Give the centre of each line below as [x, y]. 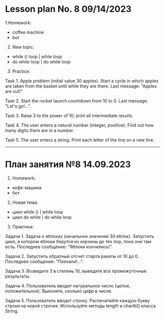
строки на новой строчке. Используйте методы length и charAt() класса [81, 306]
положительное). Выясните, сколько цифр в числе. [59, 291]
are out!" [14, 91]
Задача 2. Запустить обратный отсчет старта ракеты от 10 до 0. [72, 256]
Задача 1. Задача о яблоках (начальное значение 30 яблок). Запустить [80, 236]
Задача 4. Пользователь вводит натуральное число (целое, [68, 286]
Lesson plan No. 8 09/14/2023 [68, 9]
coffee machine [28, 32]
